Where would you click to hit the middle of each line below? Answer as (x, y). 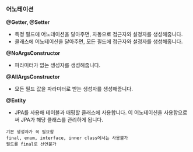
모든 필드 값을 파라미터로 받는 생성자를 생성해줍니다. (73, 89)
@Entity (16, 101)
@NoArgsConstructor (33, 53)
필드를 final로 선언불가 (31, 144)
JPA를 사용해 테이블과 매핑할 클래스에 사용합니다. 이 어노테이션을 (88, 112)
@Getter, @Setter (28, 22)
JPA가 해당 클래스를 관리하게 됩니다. (62, 120)
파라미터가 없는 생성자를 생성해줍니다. (57, 65)
